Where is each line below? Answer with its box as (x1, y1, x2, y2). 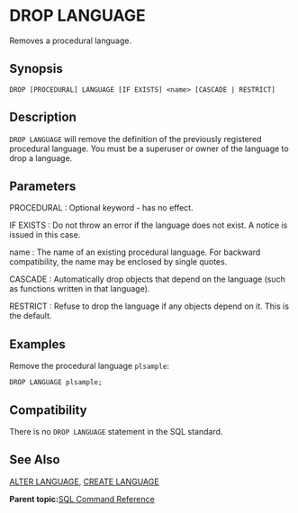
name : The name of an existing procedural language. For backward (9, 247, 261, 257)
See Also (9, 452, 60, 468)
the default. (9, 310, 52, 321)
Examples (9, 337, 66, 352)
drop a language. (9, 152, 73, 163)
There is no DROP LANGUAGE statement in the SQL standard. (9, 427, 223, 436)
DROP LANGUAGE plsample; (9, 378, 103, 387)
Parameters (9, 178, 77, 193)
